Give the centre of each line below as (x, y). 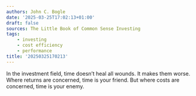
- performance (34, 51)
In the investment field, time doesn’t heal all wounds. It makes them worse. (98, 73)
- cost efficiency (40, 46)
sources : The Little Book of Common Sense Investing (73, 28)
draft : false (22, 23)
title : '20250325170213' (37, 56)
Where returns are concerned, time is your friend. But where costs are (93, 80)
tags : (13, 34)
